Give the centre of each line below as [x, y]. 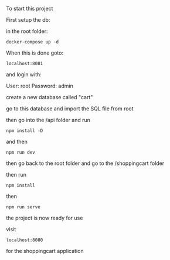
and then [17, 141]
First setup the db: [28, 20]
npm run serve [23, 207]
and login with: [24, 75]
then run [16, 175]
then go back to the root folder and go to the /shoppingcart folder [85, 163]
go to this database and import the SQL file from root [70, 109]
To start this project [30, 9]
